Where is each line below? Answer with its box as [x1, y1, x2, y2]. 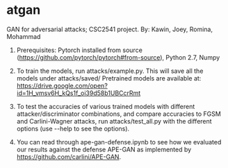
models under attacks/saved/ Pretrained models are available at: [16, 74, 202, 82]
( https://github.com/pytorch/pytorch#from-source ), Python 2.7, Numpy [16, 53, 220, 61]
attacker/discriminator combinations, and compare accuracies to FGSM [16, 110, 222, 118]
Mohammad [6, 32, 41, 40]
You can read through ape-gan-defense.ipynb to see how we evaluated [16, 137, 222, 146]
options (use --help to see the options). [16, 124, 130, 133]
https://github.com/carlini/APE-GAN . [16, 152, 122, 161]
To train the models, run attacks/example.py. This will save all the [16, 67, 204, 75]
